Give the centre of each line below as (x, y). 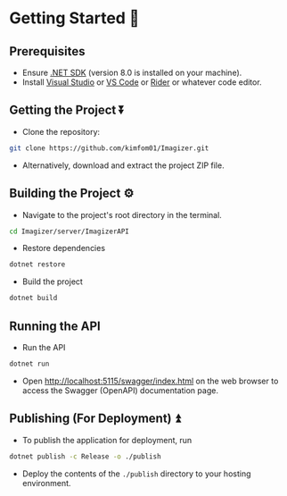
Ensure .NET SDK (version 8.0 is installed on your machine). (132, 72)
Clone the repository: (61, 131)
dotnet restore (37, 265)
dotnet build (33, 298)
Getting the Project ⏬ (67, 110)
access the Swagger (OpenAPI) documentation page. (120, 390)
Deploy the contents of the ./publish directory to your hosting (136, 474)
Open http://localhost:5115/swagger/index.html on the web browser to (150, 381)
